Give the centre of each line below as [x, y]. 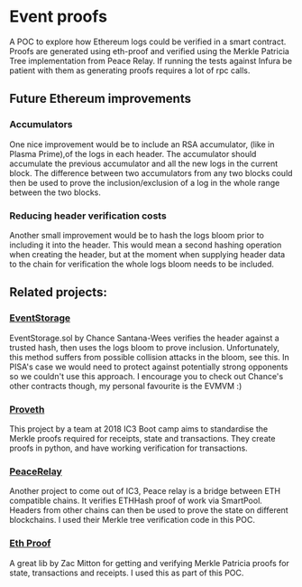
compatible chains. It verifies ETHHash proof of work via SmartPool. [136, 501]
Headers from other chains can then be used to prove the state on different [149, 510]
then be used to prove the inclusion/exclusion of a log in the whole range [145, 182]
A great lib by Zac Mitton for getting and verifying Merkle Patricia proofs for [150, 563]
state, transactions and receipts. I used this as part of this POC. [127, 573]
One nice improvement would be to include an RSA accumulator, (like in [142, 144]
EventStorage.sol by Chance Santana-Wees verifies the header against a [144, 338]
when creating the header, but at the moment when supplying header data [147, 254]
